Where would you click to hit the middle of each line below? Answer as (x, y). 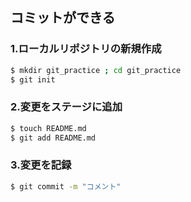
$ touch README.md (48, 128)
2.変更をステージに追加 (66, 107)
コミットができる (63, 18)
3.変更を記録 (41, 165)
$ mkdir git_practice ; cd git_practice (96, 70)
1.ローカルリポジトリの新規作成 (86, 49)
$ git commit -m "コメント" (66, 186)
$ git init (33, 79)
